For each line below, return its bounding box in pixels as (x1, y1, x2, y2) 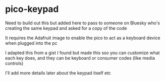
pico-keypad (5, 3, 59, 15)
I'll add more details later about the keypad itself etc (5, 70, 111, 76)
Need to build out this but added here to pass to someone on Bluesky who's (5, 20, 160, 26)
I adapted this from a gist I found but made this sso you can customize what (5, 50, 160, 56)
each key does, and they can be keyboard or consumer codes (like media (5, 55, 155, 61)
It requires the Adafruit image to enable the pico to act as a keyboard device (5, 35, 161, 41)
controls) (5, 60, 24, 66)
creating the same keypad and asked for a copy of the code (5, 25, 127, 31)
